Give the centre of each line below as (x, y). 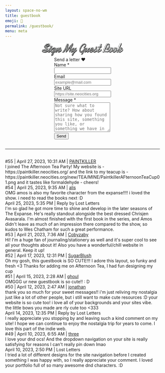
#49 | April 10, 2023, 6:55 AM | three (42, 334)
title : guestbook (23, 16)
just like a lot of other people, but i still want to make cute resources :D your (82, 297)
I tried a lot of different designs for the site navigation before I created (76, 355)
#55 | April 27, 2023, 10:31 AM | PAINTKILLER (51, 161)
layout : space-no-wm (26, 10)
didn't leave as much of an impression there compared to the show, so (76, 224)
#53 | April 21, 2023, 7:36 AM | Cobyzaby (47, 235)
